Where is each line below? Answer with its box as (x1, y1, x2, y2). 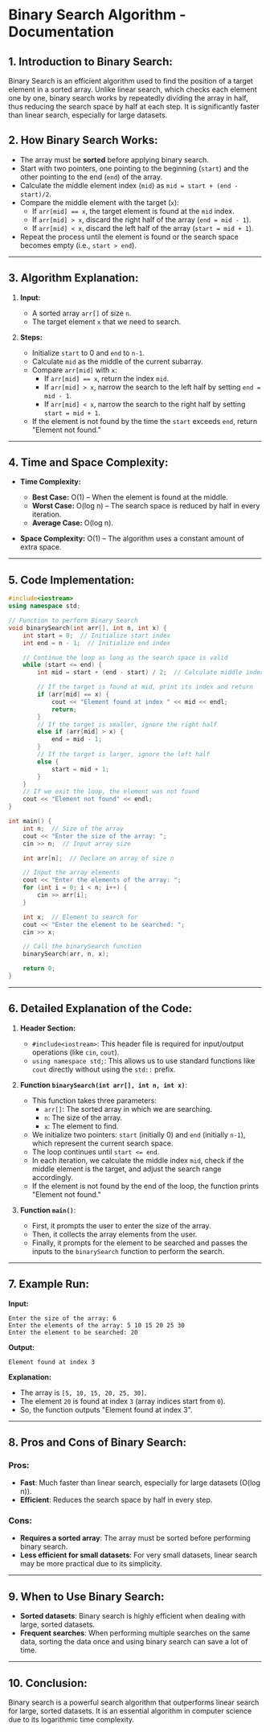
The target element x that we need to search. (31, 316, 182, 327)
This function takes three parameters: (31, 1096, 157, 1105)
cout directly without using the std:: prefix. (31, 1064, 176, 1074)
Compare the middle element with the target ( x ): (19, 197, 179, 207)
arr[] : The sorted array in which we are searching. (43, 1104, 213, 1113)
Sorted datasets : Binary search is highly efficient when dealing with (19, 1611, 246, 1621)
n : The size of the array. (43, 1113, 123, 1122)
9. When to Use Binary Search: (8, 1590, 165, 1603)
